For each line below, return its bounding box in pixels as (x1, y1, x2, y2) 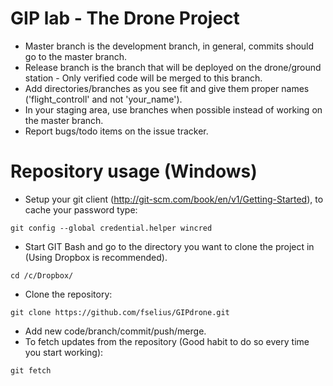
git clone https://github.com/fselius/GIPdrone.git (10, 307, 230, 317)
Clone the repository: (24, 288, 113, 300)
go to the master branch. (24, 50, 128, 62)
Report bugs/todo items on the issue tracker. (24, 125, 209, 137)
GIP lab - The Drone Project (10, 7, 240, 30)
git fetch (10, 365, 52, 376)
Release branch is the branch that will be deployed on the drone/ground (24, 61, 322, 73)
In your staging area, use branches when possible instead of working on (24, 103, 323, 116)
